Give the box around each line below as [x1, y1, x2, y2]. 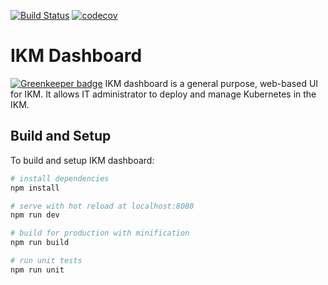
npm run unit [10, 265, 65, 275]
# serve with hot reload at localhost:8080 [10, 201, 195, 211]
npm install [10, 183, 60, 193]
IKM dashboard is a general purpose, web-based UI [104, 77, 319, 89]
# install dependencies [10, 173, 110, 184]
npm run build [10, 238, 70, 248]
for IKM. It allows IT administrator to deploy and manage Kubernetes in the [10, 88, 317, 100]
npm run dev [10, 210, 60, 220]
